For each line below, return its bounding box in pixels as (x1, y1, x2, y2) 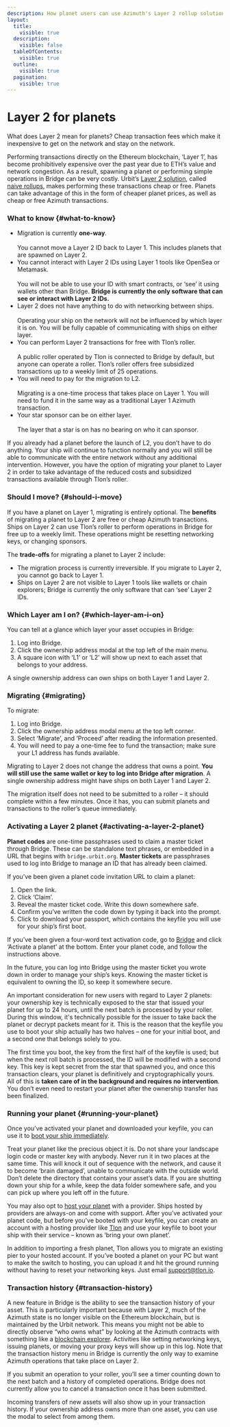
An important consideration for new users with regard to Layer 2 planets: (7, 991, 212, 999)
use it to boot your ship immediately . (7, 1131, 110, 1139)
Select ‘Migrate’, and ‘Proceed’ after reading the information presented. (16, 734, 218, 743)
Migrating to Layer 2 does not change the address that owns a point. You (7, 762, 214, 771)
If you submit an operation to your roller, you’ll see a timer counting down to (7, 1370, 221, 1378)
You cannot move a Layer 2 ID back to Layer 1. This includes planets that (16, 244, 222, 252)
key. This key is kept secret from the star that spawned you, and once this (7, 1063, 216, 1071)
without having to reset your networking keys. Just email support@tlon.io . (7, 1265, 216, 1274)
